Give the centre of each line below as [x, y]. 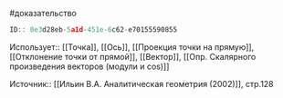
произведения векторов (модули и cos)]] [89, 66]
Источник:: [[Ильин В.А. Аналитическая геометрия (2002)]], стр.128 [141, 83]
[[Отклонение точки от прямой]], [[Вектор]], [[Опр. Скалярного [133, 56]
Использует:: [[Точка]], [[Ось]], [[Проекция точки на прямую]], [132, 47]
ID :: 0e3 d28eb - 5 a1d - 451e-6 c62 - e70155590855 [94, 30]
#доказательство [43, 13]
